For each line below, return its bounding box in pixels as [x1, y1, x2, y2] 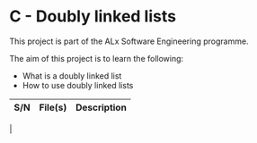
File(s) [39, 101, 67, 114]
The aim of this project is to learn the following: [9, 53, 184, 63]
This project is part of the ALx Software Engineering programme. [9, 36, 249, 46]
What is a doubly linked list [22, 70, 122, 81]
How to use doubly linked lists [22, 80, 134, 90]
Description [75, 101, 128, 114]
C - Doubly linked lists [9, 6, 177, 27]
